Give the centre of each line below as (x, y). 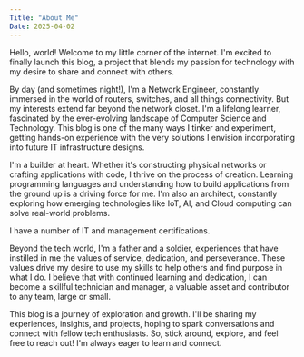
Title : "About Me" (44, 18)
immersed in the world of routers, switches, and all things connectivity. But (149, 99)
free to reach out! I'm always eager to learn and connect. (116, 342)
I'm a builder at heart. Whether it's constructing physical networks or (138, 164)
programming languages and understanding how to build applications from (149, 183)
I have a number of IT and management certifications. (110, 230)
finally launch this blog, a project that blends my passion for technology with (152, 62)
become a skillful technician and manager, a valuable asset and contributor (150, 286)
